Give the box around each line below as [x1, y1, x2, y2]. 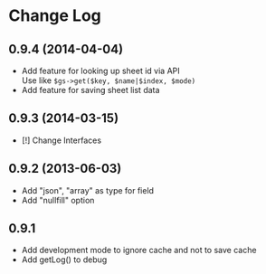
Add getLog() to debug [21, 254, 108, 265]
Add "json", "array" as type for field [21, 184, 155, 195]
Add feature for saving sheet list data [21, 85, 160, 95]
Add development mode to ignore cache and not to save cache [21, 245, 257, 256]
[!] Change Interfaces [21, 135, 101, 146]
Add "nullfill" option [21, 194, 95, 205]
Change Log [8, 5, 101, 26]
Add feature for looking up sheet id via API [21, 65, 180, 76]
